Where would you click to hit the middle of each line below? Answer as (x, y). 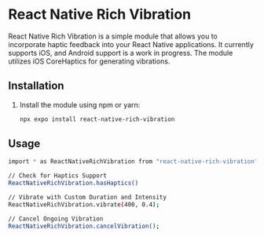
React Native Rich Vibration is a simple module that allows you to (113, 36)
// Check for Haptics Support (58, 176)
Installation (36, 86)
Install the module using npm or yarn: (80, 104)
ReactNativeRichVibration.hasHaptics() (73, 183)
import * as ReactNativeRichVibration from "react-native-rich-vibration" (133, 162)
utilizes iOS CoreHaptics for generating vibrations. (89, 61)
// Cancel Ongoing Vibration (56, 219)
